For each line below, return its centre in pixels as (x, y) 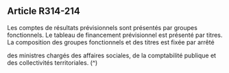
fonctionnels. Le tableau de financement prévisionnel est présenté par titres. (115, 35)
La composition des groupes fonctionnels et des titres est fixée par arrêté (111, 42)
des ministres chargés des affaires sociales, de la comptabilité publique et (112, 55)
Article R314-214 (44, 11)
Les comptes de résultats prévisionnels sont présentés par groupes (102, 27)
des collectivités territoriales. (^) (52, 62)
